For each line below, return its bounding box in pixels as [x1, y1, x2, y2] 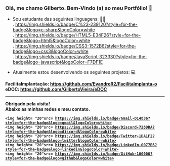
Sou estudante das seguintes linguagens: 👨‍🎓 [12, 16, 106, 22]
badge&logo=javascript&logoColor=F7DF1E [12, 59, 103, 65]
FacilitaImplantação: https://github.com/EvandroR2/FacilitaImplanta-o [5, 81, 157, 87]
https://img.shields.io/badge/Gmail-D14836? [55, 116, 151, 121]
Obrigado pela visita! [5, 101, 51, 107]
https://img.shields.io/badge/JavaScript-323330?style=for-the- [15, 54, 148, 60]
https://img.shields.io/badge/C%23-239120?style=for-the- [15, 21, 138, 27]
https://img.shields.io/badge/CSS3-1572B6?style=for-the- [15, 43, 137, 49]
